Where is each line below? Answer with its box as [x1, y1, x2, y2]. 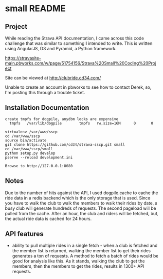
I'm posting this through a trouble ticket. [5, 90, 85, 95]
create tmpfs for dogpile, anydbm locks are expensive [5, 117, 119, 121]
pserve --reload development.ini [5, 155, 73, 160]
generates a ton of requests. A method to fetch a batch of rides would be [12, 253, 159, 259]
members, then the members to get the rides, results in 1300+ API [12, 263, 145, 269]
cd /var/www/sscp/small [5, 146, 54, 151]
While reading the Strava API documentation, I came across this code [5, 35, 145, 41]
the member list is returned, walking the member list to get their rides [12, 248, 151, 254]
